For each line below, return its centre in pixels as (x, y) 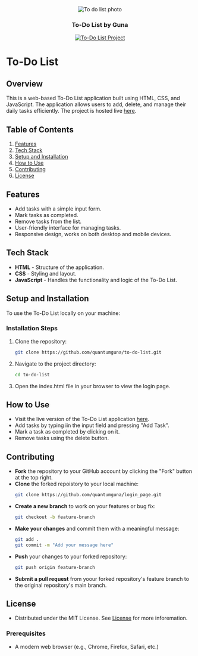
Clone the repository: (41, 341)
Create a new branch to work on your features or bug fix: (85, 506)
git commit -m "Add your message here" (64, 545)
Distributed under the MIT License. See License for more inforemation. (101, 618)
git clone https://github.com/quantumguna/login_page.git (88, 495)
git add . (27, 539)
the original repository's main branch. (61, 585)
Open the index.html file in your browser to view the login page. (92, 386)
